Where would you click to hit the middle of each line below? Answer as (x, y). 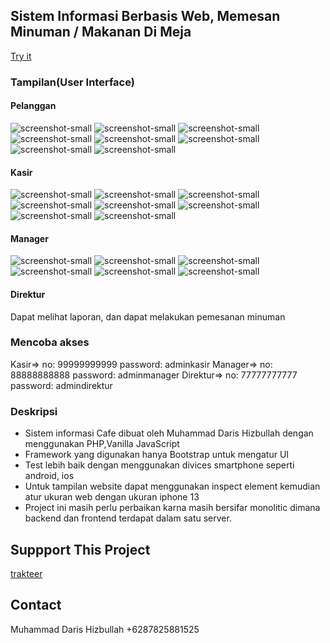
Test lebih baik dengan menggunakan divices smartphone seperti (159, 465)
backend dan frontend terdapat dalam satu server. (128, 518)
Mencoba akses (50, 342)
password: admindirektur (61, 385)
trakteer (26, 573)
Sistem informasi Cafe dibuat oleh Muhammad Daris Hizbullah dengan (169, 433)
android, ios (49, 476)
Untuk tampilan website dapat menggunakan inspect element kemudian (172, 486)
